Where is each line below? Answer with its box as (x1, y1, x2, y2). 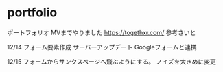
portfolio (7, 5, 58, 21)
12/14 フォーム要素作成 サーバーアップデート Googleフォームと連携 (7, 43, 197, 51)
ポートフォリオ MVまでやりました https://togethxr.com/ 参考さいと (7, 28, 196, 36)
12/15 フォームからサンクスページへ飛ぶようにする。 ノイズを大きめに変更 (7, 57, 216, 66)
